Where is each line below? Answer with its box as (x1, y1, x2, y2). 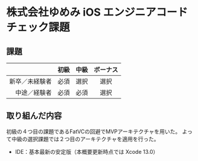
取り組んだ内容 (6, 111, 62, 121)
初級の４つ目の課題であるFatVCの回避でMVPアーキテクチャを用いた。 (6, 127, 181, 135)
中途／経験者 (15, 88, 53, 97)
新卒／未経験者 (9, 77, 53, 85)
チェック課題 (6, 20, 71, 34)
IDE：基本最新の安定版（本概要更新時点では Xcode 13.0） (14, 148, 159, 155)
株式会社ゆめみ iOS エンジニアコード (6, 5, 188, 19)
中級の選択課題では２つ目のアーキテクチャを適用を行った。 (11, 135, 160, 142)
